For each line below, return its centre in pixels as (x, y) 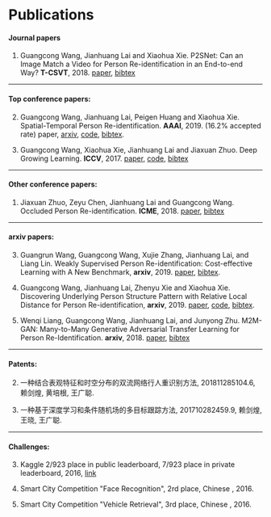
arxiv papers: (31, 237)
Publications (51, 15)
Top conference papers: (50, 99)
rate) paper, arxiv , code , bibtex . (72, 134)
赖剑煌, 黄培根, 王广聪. (57, 393)
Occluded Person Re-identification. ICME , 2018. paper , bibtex (122, 211)
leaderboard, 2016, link (58, 473)
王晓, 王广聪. (41, 420)
